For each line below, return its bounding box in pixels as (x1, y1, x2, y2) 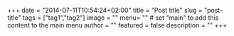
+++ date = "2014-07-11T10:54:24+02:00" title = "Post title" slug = (7, 6, 203, 14)
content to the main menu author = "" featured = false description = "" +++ (7, 21, 228, 29)
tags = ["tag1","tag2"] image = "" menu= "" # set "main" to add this (22, 13, 219, 22)
